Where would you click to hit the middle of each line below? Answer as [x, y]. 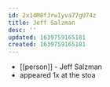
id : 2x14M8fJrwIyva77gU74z [52, 15]
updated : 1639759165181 [47, 37]
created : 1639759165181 [47, 45]
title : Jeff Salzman [42, 23]
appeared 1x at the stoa [57, 75]
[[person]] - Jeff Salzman [60, 67]
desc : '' [22, 30]
